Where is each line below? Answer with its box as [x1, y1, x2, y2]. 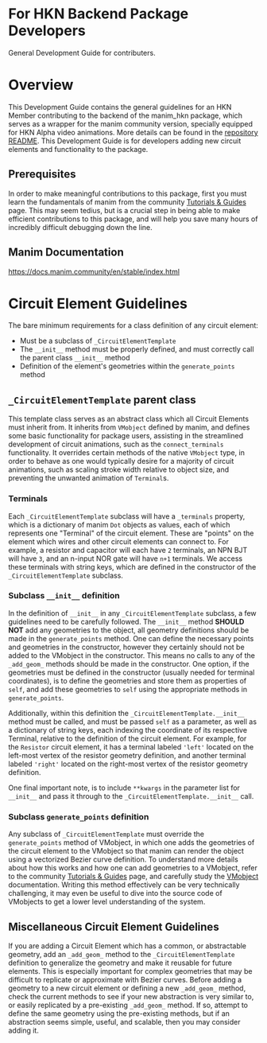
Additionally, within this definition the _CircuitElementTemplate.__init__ [8, 708, 245, 718]
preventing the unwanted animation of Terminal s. [8, 473, 169, 483]
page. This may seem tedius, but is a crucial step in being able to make [8, 205, 241, 215]
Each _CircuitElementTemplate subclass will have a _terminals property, [8, 511, 246, 521]
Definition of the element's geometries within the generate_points [19, 361, 235, 371]
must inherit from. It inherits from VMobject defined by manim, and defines [8, 422, 250, 432]
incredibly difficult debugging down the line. [8, 222, 153, 232]
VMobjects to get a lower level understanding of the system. [8, 897, 206, 907]
